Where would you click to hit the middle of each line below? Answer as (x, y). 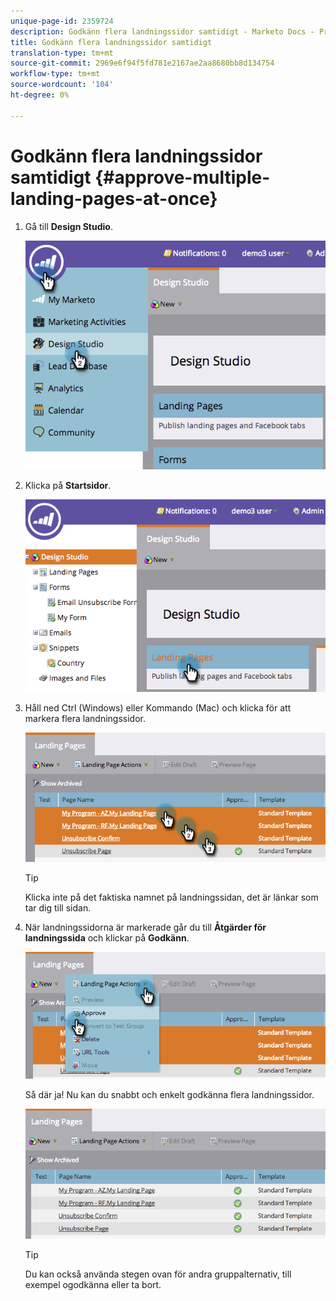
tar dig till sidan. (58, 908)
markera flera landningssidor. (85, 719)
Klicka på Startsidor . (68, 486)
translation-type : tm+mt (62, 53)
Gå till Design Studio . (68, 226)
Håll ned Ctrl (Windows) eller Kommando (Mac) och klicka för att (158, 708)
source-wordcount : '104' (62, 85)
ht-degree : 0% (40, 95)
